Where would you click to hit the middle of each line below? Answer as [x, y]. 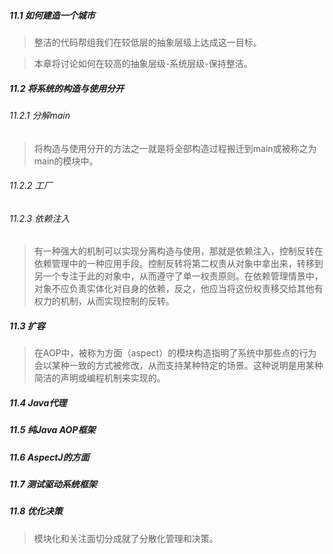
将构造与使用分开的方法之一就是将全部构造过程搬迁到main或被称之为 [175, 148]
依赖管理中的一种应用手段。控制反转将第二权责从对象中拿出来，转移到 [178, 264]
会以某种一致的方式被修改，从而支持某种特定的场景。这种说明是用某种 [178, 366]
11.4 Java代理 [38, 402]
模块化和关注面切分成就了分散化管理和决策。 [126, 538]
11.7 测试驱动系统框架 [53, 484]
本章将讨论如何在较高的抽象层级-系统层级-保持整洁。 [143, 63]
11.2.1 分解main [40, 115]
